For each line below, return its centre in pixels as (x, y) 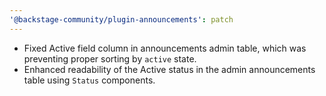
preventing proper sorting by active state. (110, 58)
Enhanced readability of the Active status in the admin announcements (169, 69)
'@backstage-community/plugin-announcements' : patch (121, 19)
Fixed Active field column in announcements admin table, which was (165, 48)
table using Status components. (89, 80)
